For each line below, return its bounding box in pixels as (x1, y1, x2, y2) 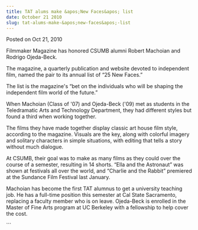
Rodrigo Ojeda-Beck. (6, 54, 57, 61)
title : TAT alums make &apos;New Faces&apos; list (6, 8, 134, 15)
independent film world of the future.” (6, 89, 98, 96)
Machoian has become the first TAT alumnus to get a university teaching (6, 185, 183, 192)
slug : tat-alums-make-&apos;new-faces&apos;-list (6, 20, 131, 25)
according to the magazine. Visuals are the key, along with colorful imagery (6, 131, 190, 138)
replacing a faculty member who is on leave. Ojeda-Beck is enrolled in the (6, 197, 186, 205)
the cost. (6, 210, 28, 218)
